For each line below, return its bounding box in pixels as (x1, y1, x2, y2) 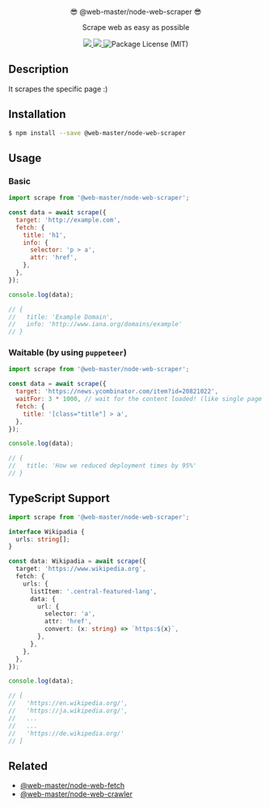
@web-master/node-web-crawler (19, 789, 133, 799)
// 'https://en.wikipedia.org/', (8, 699, 129, 708)
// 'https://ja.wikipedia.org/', (8, 707, 129, 715)
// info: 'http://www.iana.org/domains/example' (8, 320, 183, 328)
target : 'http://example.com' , (15, 216, 121, 224)
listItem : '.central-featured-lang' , (29, 587, 158, 595)
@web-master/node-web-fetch (19, 780, 125, 791)
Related (8, 759, 49, 773)
